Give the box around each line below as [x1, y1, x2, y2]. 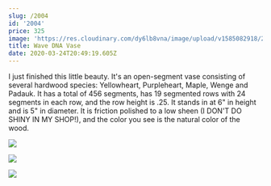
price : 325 [8, 27, 45, 35]
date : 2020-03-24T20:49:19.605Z [8, 49, 117, 57]
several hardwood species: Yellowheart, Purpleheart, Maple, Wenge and [8, 80, 248, 90]
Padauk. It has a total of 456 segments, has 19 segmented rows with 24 [8, 89, 246, 98]
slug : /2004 [8, 11, 48, 20]
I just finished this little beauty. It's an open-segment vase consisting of [8, 72, 246, 81]
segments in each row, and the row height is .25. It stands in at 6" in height [8, 98, 256, 107]
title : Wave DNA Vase [8, 42, 81, 50]
